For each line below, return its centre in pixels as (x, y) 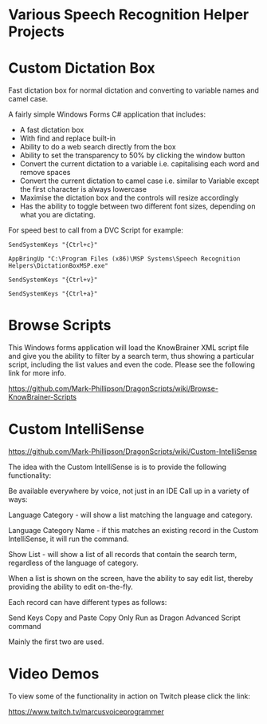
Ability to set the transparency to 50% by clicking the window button (132, 155)
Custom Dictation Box (82, 68)
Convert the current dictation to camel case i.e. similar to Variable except (139, 181)
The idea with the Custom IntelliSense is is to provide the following (118, 467)
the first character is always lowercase (83, 189)
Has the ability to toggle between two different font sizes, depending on (137, 206)
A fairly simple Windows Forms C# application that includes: (107, 114)
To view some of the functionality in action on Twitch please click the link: (130, 696)
